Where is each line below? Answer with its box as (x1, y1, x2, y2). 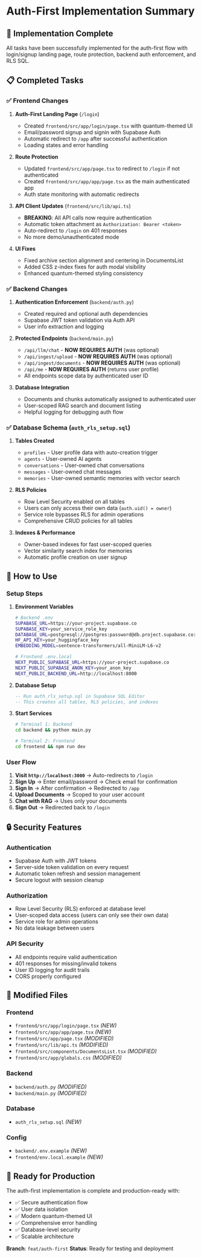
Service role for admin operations (14, 918, 98, 925)
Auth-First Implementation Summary (6, 4, 195, 18)
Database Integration (14, 383, 69, 391)
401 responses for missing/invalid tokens (14, 960, 117, 967)
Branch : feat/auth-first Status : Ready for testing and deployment (6, 1245, 174, 1252)
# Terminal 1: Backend (14, 722, 72, 728)
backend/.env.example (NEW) (14, 1147, 87, 1155)
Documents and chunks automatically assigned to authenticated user (24, 395, 196, 403)
